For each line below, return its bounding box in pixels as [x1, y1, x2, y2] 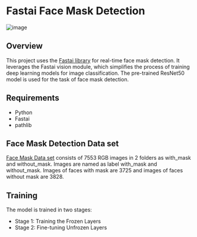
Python [14, 109, 33, 116]
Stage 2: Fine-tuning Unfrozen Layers [14, 224, 107, 231]
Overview [6, 41, 43, 51]
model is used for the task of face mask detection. [6, 75, 129, 83]
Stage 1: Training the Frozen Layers [14, 218, 101, 225]
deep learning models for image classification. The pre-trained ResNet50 [6, 69, 185, 77]
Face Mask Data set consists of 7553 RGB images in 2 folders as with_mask [6, 154, 192, 162]
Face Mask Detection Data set [6, 138, 119, 148]
